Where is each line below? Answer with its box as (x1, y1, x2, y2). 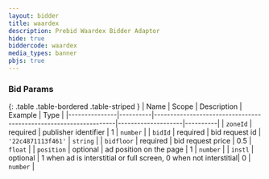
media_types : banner (8, 49, 78, 57)
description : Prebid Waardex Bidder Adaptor (8, 27, 160, 35)
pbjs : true (8, 57, 45, 65)
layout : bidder (8, 11, 60, 20)
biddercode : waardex (8, 42, 78, 50)
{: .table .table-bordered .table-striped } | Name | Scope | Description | (8, 102, 242, 111)
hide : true (8, 34, 45, 43)
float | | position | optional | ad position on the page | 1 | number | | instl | (8, 144, 254, 154)
